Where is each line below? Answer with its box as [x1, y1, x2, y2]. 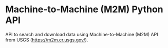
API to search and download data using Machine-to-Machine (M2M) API [5, 31, 158, 37]
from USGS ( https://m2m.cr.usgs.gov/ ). [5, 37, 88, 43]
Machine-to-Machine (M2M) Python [5, 4, 163, 15]
